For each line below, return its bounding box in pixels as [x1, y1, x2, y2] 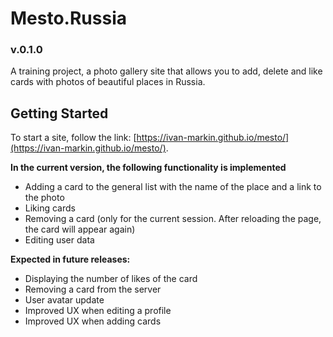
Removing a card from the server [24, 283, 162, 296]
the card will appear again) [24, 223, 136, 236]
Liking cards [24, 202, 76, 214]
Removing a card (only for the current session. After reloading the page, [24, 213, 322, 225]
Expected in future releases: [10, 253, 131, 266]
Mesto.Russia [10, 7, 127, 30]
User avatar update [24, 294, 105, 306]
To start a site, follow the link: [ [10, 132, 137, 144]
